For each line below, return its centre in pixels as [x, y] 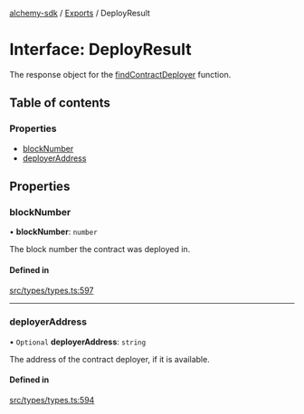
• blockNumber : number [53, 232]
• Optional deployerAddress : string [78, 342]
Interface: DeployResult [100, 50]
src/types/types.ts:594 [52, 400]
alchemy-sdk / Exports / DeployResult [80, 13]
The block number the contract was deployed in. [100, 249]
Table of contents [60, 103]
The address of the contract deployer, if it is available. [109, 359]
